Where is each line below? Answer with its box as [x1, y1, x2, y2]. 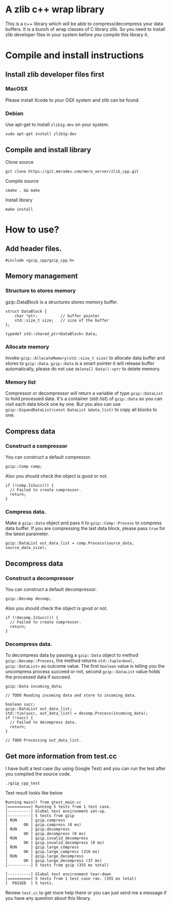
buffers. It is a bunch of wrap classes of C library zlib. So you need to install [5, 26, 165, 32]
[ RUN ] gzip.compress [5, 818, 66, 823]
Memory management [5, 272, 78, 280]
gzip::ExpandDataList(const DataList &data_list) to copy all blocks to [5, 407, 158, 413]
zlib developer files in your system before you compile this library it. [5, 31, 149, 37]
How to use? [5, 224, 60, 236]
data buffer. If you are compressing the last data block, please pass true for [5, 525, 166, 532]
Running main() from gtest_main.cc [5, 800, 82, 805]
